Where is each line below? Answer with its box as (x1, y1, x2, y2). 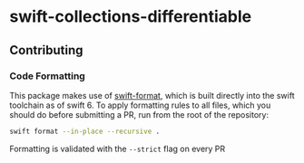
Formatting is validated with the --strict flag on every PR (9, 143, 226, 154)
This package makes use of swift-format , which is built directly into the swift (9, 90, 295, 101)
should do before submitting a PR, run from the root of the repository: (9, 109, 270, 120)
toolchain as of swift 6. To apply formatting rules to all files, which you (9, 100, 271, 110)
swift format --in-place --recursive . (9, 127, 161, 136)
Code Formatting (9, 70, 86, 82)
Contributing (9, 43, 83, 58)
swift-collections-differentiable (9, 6, 252, 27)
